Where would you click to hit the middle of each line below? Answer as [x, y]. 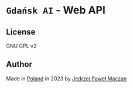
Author [19, 64]
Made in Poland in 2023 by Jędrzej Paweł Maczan [66, 78]
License [21, 32]
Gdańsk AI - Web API [56, 10]
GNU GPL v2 [21, 46]
